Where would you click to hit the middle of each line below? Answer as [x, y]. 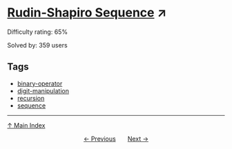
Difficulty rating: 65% [37, 32]
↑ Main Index [26, 125]
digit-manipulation [43, 90]
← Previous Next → [116, 139]
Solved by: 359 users [37, 45]
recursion [31, 98]
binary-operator [40, 83]
